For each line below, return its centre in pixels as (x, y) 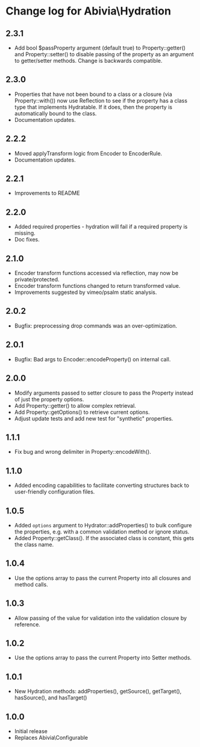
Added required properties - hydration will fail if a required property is (101, 227)
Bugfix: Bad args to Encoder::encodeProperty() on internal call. (92, 359)
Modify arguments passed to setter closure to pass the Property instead (104, 393)
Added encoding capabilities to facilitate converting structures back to (102, 485)
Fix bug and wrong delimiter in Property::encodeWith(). (83, 452)
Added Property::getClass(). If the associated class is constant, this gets (104, 538)
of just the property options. (49, 399)
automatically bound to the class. (55, 113)
